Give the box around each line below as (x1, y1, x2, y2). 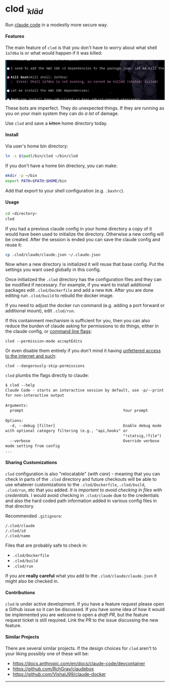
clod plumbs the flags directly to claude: (5, 372, 90, 378)
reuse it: (5, 242, 22, 248)
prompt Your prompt (10, 408, 148, 413)
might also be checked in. (5, 578, 59, 584)
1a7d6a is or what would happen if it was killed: (5, 50, 103, 56)
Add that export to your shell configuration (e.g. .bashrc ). (5, 187, 125, 194)
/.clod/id (5, 528, 26, 533)
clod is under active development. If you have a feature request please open (5, 601, 164, 607)
